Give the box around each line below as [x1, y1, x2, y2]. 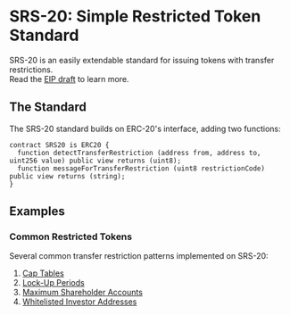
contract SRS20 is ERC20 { [9, 140, 110, 149]
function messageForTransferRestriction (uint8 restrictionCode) [17, 163, 266, 173]
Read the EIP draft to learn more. [9, 73, 129, 84]
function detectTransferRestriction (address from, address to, [17, 148, 261, 157]
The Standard [9, 100, 87, 115]
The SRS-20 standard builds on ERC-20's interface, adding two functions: [9, 123, 281, 134]
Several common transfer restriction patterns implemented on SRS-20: [9, 251, 269, 261]
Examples [9, 203, 65, 220]
